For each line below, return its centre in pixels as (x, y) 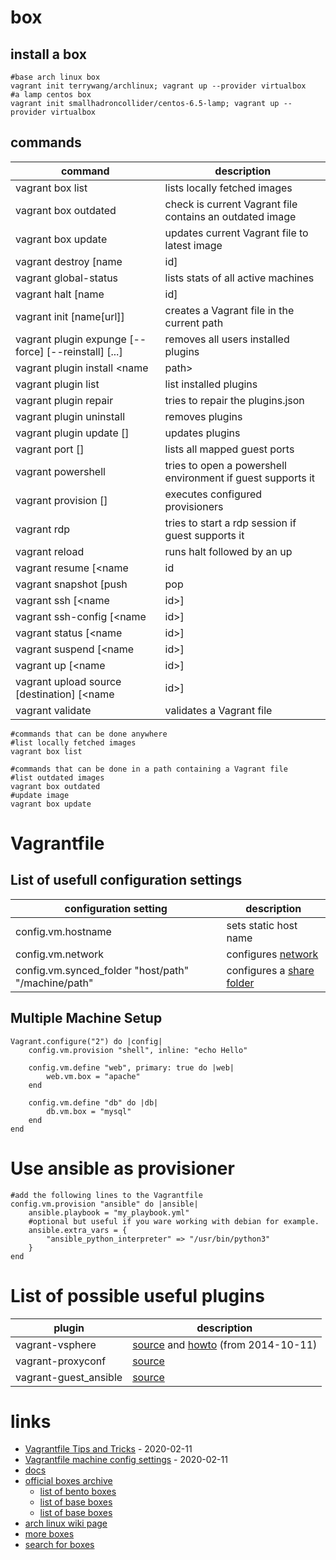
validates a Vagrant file (218, 710)
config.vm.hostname (63, 931)
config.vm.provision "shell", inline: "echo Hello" (138, 1050)
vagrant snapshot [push (71, 584)
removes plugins (203, 416)
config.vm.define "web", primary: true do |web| (131, 1067)
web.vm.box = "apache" (93, 1076)
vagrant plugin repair (64, 400)
